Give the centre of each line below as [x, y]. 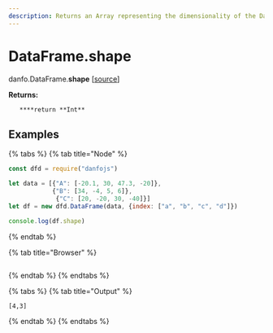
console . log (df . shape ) [47, 221]
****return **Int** [52, 110]
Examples [34, 134]
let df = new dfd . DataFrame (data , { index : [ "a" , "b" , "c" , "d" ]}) [123, 206]
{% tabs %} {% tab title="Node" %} [68, 154]
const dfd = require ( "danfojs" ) [63, 169]
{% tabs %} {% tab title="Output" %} [70, 291]
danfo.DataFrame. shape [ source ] [64, 79]
